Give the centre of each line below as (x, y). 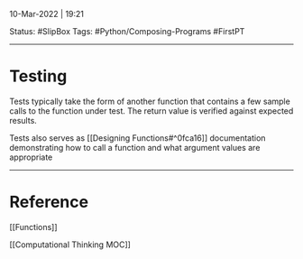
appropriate (31, 157)
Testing (38, 76)
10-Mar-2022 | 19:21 (46, 14)
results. (23, 120)
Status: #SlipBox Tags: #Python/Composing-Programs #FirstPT (127, 31)
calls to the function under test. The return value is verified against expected (151, 111)
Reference (49, 202)
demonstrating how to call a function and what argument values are (135, 147)
